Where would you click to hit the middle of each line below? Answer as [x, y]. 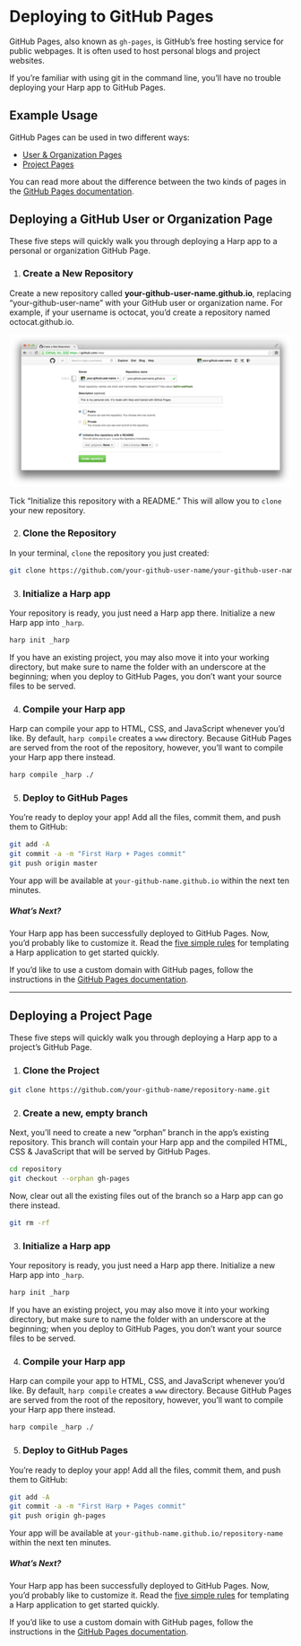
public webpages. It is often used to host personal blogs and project [135, 50]
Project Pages [48, 164]
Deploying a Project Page [81, 1016]
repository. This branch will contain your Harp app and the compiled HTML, [149, 1143]
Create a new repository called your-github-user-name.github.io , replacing [150, 293]
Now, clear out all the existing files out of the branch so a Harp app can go [146, 1196]
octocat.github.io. [42, 321]
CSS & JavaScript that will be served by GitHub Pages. [110, 1151]
